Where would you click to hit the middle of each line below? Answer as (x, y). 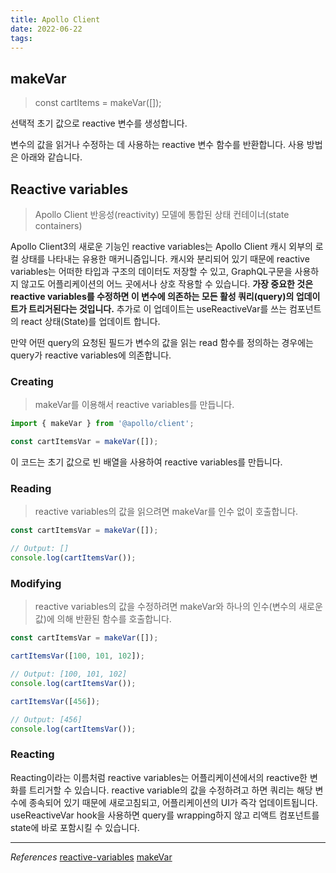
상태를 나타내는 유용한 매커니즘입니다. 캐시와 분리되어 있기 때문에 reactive (165, 259)
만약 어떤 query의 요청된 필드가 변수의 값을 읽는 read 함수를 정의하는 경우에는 (162, 342)
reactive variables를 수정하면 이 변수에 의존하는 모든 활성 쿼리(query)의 (152, 296)
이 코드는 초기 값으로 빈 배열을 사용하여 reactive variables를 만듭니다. (146, 462)
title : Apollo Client (55, 19)
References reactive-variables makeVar (91, 857)
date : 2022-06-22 (46, 29)
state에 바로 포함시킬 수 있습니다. (75, 827)
